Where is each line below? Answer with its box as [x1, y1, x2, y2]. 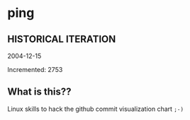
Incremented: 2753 [7, 66, 63, 73]
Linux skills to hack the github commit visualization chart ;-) [7, 104, 184, 113]
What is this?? [7, 86, 72, 98]
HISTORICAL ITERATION [7, 33, 116, 45]
